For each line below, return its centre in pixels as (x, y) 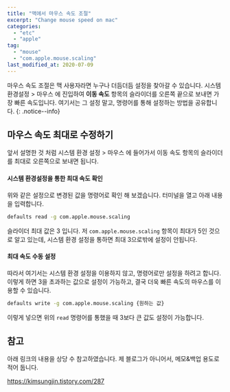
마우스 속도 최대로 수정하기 (60, 135)
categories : (24, 26)
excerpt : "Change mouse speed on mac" (62, 20)
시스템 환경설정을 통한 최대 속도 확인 (55, 178)
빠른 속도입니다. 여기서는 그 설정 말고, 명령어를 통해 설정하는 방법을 (104, 102)
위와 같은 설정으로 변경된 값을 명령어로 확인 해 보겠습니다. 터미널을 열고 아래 (109, 195)
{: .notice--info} (38, 111)
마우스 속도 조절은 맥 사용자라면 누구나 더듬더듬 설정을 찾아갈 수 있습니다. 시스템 (114, 85)
